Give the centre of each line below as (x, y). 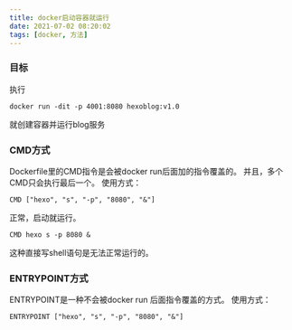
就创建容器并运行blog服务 (57, 124)
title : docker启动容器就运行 (60, 18)
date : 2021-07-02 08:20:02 (60, 26)
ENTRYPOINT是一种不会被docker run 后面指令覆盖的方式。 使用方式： (140, 300)
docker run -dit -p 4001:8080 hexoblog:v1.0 (94, 106)
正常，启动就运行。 (45, 217)
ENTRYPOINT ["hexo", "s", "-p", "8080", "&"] (96, 317)
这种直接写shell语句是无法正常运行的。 (81, 252)
